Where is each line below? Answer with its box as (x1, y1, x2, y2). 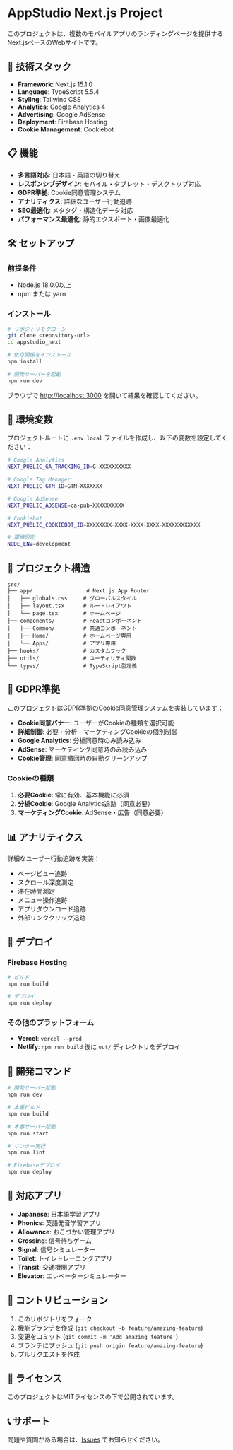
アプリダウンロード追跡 (17, 904, 86, 913)
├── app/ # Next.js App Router (7, 587, 150, 595)
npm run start (7, 1130, 49, 1137)
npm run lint (7, 1149, 46, 1157)
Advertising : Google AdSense (17, 110, 106, 118)
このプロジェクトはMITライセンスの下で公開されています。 (7, 1393, 179, 1401)
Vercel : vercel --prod (17, 1034, 83, 1043)
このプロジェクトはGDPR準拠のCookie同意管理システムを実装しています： (7, 703, 224, 712)
